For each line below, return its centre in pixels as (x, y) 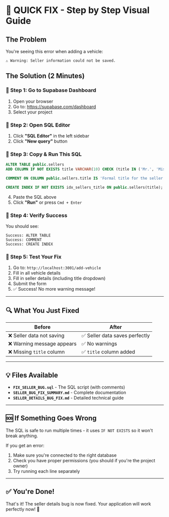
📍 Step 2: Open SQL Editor (38, 125)
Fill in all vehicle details (37, 273)
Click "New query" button (40, 141)
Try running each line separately (46, 471)
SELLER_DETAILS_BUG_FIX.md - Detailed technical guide (68, 398)
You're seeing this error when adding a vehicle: (54, 51)
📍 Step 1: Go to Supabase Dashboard (51, 90)
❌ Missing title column (36, 352)
